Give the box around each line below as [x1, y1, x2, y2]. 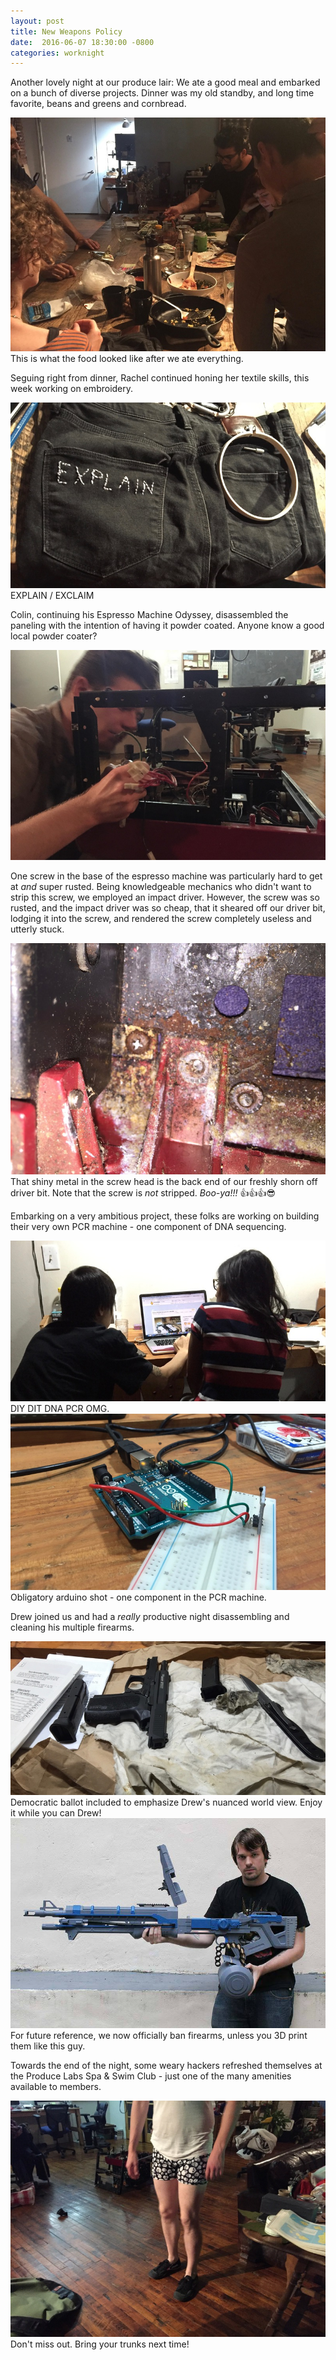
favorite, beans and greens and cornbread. [10, 98, 187, 110]
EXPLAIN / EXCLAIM [10, 590, 95, 602]
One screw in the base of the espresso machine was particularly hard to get [10, 870, 323, 882]
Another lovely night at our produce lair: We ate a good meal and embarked [10, 76, 321, 89]
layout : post [10, 16, 65, 26]
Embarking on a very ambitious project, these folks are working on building [10, 1210, 320, 1222]
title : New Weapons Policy [10, 26, 123, 37]
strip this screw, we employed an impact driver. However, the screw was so [10, 891, 320, 903]
